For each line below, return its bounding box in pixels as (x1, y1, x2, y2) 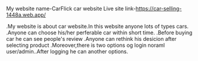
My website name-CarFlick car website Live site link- (6, 5, 136, 12)
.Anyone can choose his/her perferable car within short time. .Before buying (6, 29, 193, 36)
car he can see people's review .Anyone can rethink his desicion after (6, 36, 177, 42)
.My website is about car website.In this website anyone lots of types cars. (6, 23, 189, 30)
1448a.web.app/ (6, 11, 46, 18)
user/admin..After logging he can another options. (6, 48, 128, 55)
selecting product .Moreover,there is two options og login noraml (6, 41, 165, 49)
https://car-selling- (136, 5, 183, 12)
